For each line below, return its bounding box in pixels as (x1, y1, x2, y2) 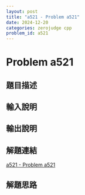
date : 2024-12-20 (6, 19, 49, 25)
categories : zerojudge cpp (6, 25, 72, 31)
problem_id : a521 (6, 30, 49, 36)
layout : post (6, 8, 38, 15)
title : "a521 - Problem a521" (6, 14, 80, 20)
